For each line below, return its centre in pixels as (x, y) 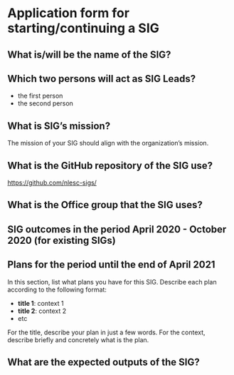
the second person (45, 103)
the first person (40, 96)
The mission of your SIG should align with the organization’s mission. (108, 143)
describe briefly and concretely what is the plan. (78, 339)
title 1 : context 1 (41, 303)
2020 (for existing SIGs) (62, 240)
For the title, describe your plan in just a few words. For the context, (106, 332)
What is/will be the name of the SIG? (89, 55)
